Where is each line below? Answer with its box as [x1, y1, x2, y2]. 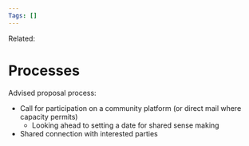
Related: [8, 34, 36, 43]
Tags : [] [8, 11, 38, 20]
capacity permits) [19, 112, 78, 121]
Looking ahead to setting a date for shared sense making [31, 120, 219, 130]
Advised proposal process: [8, 88, 97, 97]
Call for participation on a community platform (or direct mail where [19, 103, 242, 112]
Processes [8, 61, 80, 80]
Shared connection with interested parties [19, 128, 158, 138]
